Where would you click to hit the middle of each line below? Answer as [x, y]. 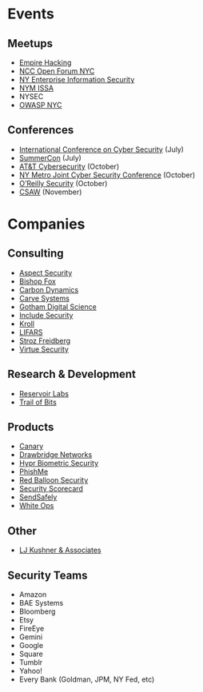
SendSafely [38, 497]
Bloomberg [37, 611]
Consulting [36, 254]
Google [31, 646]
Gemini [31, 637]
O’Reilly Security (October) [63, 183]
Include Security [46, 315]
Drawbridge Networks [56, 455]
